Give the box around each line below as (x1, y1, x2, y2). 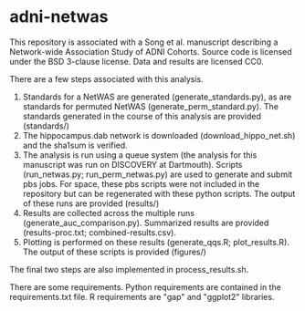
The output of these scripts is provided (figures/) (22, 246, 207, 257)
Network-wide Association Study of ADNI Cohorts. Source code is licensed (9, 46, 292, 57)
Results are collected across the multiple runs (22, 207, 195, 218)
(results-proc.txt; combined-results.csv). (22, 226, 176, 238)
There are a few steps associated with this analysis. (9, 73, 204, 84)
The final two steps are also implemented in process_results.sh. (9, 264, 249, 275)
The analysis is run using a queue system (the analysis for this (22, 149, 258, 161)
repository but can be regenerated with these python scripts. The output (22, 188, 296, 199)
